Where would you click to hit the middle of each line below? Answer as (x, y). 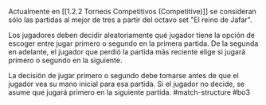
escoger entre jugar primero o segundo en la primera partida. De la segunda (133, 43)
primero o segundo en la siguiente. (65, 60)
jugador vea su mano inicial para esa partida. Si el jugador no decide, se (127, 84)
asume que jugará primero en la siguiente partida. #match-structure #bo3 (129, 92)
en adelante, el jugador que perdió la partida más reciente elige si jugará (127, 52)
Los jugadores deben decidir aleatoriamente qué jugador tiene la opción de (131, 35)
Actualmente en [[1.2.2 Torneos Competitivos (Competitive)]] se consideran (132, 11)
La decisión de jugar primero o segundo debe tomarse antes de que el (123, 75)
